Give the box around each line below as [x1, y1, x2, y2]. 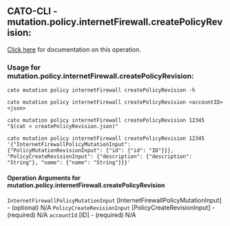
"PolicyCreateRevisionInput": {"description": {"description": [7, 153, 193, 161]
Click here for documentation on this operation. [7, 45, 141, 54]
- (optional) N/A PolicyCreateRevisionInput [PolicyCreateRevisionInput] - [7, 203, 216, 212]
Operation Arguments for [7, 174, 81, 182]
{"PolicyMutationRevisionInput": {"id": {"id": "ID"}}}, [7, 147, 174, 154]
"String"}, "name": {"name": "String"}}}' [7, 159, 131, 166]
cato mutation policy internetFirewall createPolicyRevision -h [7, 87, 196, 94]
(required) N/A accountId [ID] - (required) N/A [7, 211, 136, 219]
